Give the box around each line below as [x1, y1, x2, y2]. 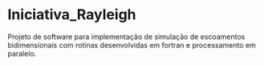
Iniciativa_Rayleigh [7, 6, 137, 24]
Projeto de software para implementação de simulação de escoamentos [7, 32, 246, 41]
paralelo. [7, 49, 37, 58]
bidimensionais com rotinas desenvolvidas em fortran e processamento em [7, 40, 256, 49]
